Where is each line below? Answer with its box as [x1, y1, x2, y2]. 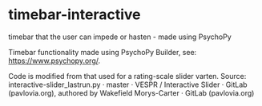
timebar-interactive [8, 6, 141, 24]
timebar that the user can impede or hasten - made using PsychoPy [8, 32, 232, 41]
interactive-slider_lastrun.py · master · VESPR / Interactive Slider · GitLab [8, 80, 248, 89]
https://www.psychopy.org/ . [8, 56, 101, 65]
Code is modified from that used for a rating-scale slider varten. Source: [8, 71, 247, 80]
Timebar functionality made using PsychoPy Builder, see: [8, 47, 197, 57]
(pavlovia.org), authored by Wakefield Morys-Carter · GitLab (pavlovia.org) [8, 88, 255, 97]
